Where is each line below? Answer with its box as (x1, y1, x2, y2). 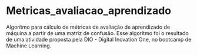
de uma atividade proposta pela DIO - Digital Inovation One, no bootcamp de (6, 36, 192, 43)
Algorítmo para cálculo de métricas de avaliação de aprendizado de (6, 23, 171, 30)
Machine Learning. (6, 42, 52, 49)
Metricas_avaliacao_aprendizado (6, 4, 172, 18)
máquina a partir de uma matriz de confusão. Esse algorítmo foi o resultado (6, 29, 189, 36)
